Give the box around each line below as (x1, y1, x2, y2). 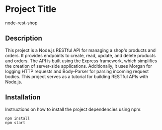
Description (5, 34, 42, 43)
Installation (5, 93, 41, 102)
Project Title (5, 3, 57, 15)
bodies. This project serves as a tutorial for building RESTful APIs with (5, 73, 148, 80)
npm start (5, 120, 26, 126)
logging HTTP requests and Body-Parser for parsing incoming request (5, 68, 149, 74)
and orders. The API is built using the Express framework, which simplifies (5, 58, 158, 64)
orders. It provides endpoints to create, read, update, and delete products (5, 52, 156, 58)
